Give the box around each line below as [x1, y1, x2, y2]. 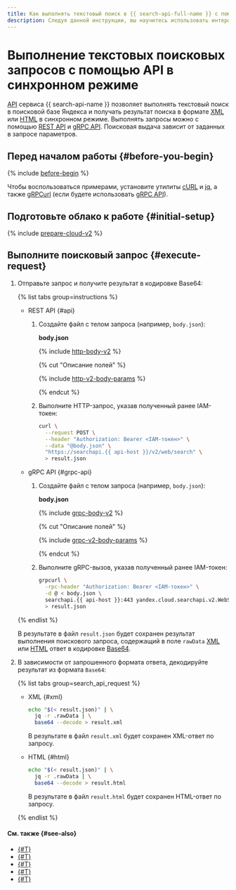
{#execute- [150, 249, 202, 261]
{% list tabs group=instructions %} [17, 292, 118, 301]
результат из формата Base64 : [17, 665, 107, 674]
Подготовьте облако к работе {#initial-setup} [7, 210, 216, 222]
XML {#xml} [27, 693, 63, 701]
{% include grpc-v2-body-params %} [38, 536, 148, 544]
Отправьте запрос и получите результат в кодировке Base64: [17, 279, 204, 287]
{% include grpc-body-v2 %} [38, 509, 124, 517]
